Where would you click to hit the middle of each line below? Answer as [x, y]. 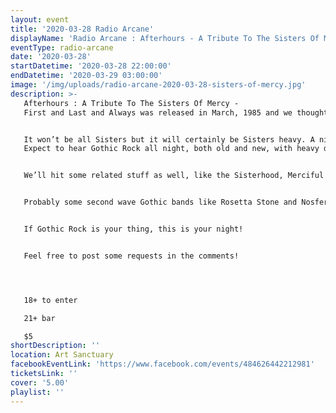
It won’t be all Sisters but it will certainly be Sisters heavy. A [169, 139]
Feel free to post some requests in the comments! [131, 256]
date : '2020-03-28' [51, 57]
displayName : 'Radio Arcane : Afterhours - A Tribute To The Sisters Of [165, 38]
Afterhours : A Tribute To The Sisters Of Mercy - [131, 103]
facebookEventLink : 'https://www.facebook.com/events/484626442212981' [162, 364]
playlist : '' [37, 392]
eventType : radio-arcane [62, 47]
